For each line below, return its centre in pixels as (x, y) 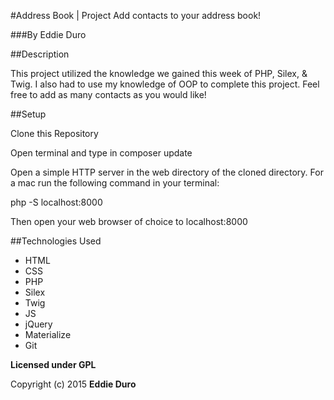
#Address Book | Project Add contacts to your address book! (136, 15)
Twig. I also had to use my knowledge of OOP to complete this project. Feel (165, 84)
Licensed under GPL (53, 364)
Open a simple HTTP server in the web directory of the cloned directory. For (167, 172)
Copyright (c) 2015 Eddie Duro (73, 384)
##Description (40, 54)
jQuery (38, 324)
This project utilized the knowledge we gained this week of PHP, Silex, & (159, 73)
